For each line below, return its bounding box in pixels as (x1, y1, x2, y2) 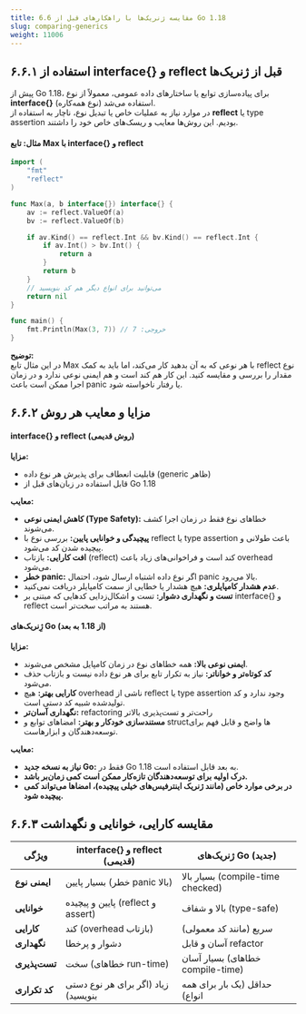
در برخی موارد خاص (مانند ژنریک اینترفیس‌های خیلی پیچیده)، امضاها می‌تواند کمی (23, 780, 292, 791)
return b (43, 267, 76, 276)
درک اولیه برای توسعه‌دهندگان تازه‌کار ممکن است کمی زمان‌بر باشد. (23, 771, 248, 782)
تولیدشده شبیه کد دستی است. (23, 696, 125, 708)
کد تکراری (15, 983, 54, 996)
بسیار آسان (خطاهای (182, 951, 262, 964)
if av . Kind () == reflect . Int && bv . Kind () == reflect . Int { (26, 232, 259, 241)
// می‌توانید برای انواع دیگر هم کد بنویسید (26, 283, 162, 292)
